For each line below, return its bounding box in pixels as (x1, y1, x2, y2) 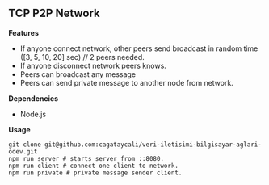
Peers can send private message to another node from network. (19, 78, 234, 87)
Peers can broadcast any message (19, 69, 136, 79)
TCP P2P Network (8, 6, 101, 20)
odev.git (8, 147, 38, 156)
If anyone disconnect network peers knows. (19, 61, 167, 70)
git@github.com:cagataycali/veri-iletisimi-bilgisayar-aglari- (44, 141, 263, 149)
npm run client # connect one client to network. (8, 162, 179, 170)
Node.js (19, 109, 47, 119)
